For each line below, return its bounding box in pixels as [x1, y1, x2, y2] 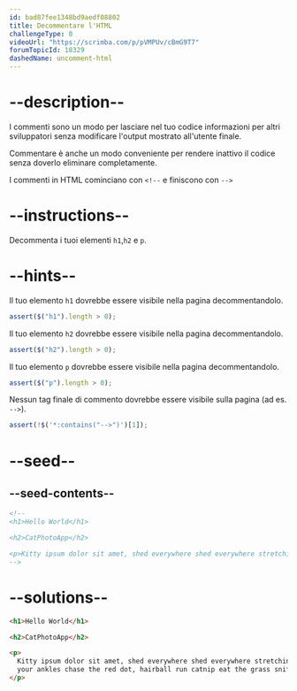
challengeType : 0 [9, 29, 73, 38]
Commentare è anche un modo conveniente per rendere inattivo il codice [9, 148, 276, 158]
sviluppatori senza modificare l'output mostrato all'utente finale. [9, 130, 242, 142]
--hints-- [9, 266, 77, 286]
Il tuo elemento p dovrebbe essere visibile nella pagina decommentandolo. [9, 361, 280, 372]
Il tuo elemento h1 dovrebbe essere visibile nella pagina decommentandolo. [9, 295, 284, 305]
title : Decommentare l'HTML [9, 21, 113, 30]
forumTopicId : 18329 [9, 46, 86, 55]
